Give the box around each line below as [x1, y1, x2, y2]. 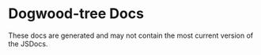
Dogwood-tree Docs [8, 5, 145, 23]
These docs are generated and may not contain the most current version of [8, 31, 254, 40]
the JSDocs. [8, 38, 48, 48]
